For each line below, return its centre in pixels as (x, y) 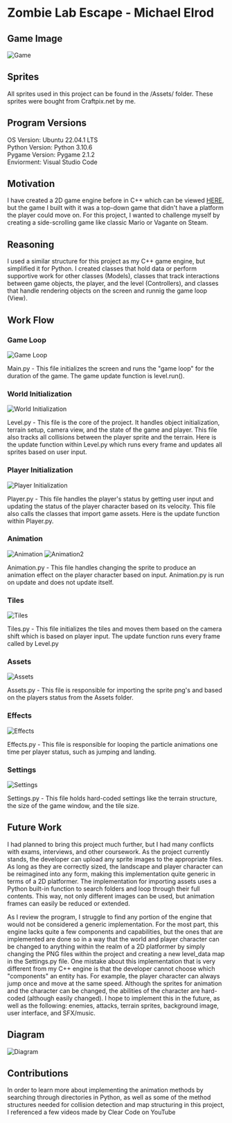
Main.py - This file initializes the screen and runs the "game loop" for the (111, 368)
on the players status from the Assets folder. (70, 697)
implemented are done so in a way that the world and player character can (113, 939)
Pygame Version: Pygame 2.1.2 (51, 154)
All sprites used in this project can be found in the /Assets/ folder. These (110, 94)
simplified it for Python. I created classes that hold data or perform (102, 268)
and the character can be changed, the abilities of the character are (104, 991)
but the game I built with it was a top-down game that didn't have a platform (115, 208)
